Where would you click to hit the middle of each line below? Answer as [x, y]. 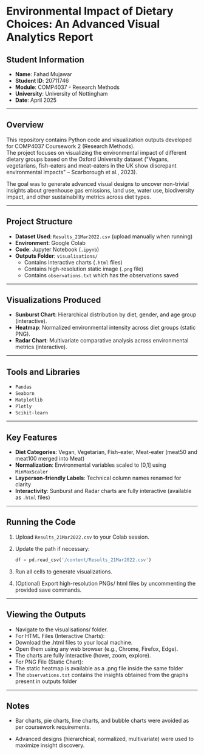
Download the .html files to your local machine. [74, 642]
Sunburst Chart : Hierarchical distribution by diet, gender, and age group [106, 314]
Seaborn [25, 394]
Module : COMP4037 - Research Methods [67, 87]
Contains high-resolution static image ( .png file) [84, 269]
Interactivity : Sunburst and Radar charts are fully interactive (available [104, 491]
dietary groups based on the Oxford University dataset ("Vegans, [88, 159]
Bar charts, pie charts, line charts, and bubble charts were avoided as [102, 721]
